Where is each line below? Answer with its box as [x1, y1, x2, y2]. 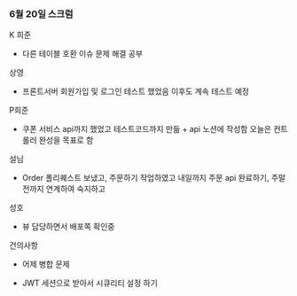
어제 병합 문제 [21, 259, 70, 269]
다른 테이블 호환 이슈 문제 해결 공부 [21, 49, 144, 59]
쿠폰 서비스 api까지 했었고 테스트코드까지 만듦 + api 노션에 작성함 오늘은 [21, 124, 272, 135]
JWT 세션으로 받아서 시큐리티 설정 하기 [21, 277, 158, 289]
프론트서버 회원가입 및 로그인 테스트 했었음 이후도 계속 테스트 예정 [21, 86, 250, 97]
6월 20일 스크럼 [9, 7, 74, 19]
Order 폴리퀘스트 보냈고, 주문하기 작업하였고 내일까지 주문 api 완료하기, [21, 173, 270, 183]
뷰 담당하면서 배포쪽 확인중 [21, 222, 115, 232]
